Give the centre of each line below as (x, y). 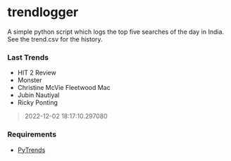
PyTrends (31, 150)
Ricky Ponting (38, 103)
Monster (30, 80)
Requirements (32, 134)
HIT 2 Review (37, 73)
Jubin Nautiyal (38, 95)
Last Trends (28, 57)
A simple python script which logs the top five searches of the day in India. (115, 32)
